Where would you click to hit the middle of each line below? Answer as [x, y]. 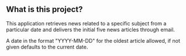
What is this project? [44, 10]
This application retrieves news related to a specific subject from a [86, 23]
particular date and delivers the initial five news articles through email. [91, 29]
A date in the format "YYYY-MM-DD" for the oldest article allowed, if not [93, 40]
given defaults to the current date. [47, 47]
